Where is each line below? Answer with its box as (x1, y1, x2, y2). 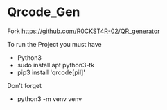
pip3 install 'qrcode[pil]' (17, 68, 85, 76)
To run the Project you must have (7, 40, 102, 48)
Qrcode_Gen (7, 4, 80, 20)
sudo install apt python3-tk (17, 60, 95, 69)
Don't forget (7, 81, 42, 89)
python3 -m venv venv (17, 94, 82, 103)
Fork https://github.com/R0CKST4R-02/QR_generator (7, 27, 160, 35)
